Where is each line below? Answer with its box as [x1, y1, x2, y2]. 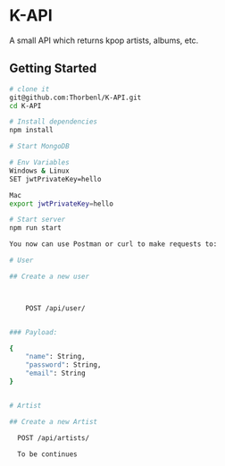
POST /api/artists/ [17, 433, 90, 443]
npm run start [9, 224, 62, 233]
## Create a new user [9, 272, 90, 281]
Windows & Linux [9, 166, 70, 175]
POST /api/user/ [25, 303, 87, 313]
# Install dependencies [9, 117, 98, 126]
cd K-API [9, 101, 42, 110]
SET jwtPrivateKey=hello [9, 174, 102, 183]
